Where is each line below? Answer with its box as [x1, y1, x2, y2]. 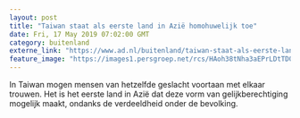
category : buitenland [9, 38, 90, 47]
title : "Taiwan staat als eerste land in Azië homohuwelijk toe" [9, 21, 257, 30]
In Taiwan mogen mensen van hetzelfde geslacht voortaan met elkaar [9, 80, 266, 89]
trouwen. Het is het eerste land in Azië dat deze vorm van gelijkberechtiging [9, 88, 288, 99]
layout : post [9, 13, 58, 22]
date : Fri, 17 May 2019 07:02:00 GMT [9, 29, 150, 38]
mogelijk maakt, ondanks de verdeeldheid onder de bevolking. [9, 98, 238, 108]
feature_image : [9, 55, 66, 63]
